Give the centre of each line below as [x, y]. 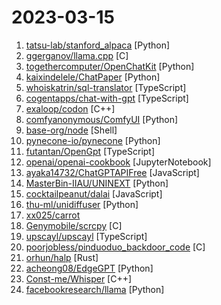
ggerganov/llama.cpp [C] [77, 55]
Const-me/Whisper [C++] [79, 278]
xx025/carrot [53, 215]
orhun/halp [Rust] [62, 257]
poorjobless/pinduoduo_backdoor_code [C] [115, 247]
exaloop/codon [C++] [70, 108]
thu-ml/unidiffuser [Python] [82, 204]
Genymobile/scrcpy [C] [74, 225]
